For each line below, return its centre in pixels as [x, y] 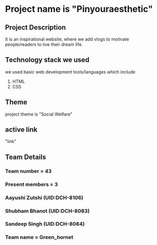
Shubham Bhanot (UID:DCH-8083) [47, 211]
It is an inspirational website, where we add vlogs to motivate [67, 39]
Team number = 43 [28, 171]
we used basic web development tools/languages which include [70, 72]
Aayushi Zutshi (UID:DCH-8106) [44, 198]
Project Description [36, 27]
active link [21, 130]
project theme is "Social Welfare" [39, 114]
